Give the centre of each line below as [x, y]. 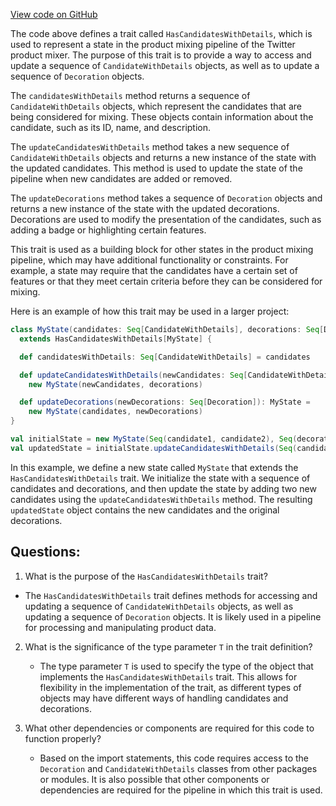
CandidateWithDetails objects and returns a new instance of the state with [163, 157]
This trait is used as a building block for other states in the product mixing [162, 249]
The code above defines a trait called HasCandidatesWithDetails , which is [161, 33]
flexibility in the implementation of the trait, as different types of [170, 687]
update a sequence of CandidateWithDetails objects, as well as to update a [165, 65]
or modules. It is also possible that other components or [154, 779]
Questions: [45, 552]
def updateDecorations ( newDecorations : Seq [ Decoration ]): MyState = [165, 402]
